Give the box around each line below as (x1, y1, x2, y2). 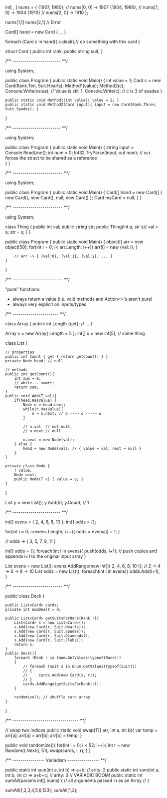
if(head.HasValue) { (14, 398, 57, 403)
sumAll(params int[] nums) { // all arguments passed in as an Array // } (5, 777, 150, 783)
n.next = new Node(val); (23, 437, 75, 442)
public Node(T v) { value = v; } (14, 477, 84, 482)
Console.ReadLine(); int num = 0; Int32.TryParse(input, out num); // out (5, 150, 151, 156)
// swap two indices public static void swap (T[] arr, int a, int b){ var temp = (5, 727, 158, 733)
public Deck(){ (5, 651, 37, 656)
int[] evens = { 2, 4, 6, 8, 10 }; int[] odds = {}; (5, 519, 96, 525)
